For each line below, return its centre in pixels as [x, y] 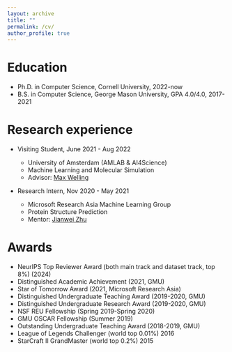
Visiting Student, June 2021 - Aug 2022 [74, 149]
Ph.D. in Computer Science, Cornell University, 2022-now [100, 87]
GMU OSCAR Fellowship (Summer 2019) [75, 319]
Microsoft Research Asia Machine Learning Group [99, 205]
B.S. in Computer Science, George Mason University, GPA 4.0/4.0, [112, 94]
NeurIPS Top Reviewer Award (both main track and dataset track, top [116, 267]
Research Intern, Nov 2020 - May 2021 [73, 191]
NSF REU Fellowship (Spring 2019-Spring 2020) [86, 312]
